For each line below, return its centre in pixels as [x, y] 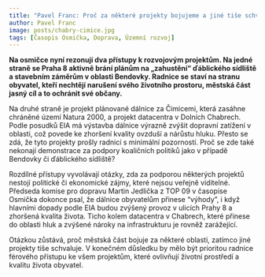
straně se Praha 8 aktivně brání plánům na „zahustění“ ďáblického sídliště [133, 69]
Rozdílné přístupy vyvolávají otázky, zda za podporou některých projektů [127, 174]
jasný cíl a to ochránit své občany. [66, 94]
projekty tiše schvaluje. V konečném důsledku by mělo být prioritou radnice [131, 249]
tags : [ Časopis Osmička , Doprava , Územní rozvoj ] [92, 37]
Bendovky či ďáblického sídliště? [62, 159]
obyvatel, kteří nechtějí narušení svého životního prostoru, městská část [130, 85]
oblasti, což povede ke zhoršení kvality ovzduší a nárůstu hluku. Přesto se [129, 134]
